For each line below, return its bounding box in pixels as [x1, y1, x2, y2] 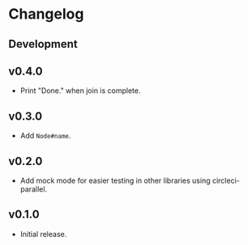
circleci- [212, 175, 241, 186]
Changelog [8, 5, 84, 23]
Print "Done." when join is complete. [19, 86, 141, 95]
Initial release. [19, 229, 67, 239]
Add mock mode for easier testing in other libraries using [19, 175, 211, 186]
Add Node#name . [19, 131, 71, 141]
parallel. [19, 184, 47, 194]
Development [8, 37, 79, 51]
